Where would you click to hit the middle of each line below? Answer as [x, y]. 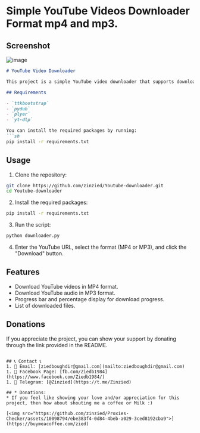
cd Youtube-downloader [34, 191]
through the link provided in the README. [57, 345]
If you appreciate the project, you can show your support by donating [91, 339]
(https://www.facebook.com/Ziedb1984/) [56, 377]
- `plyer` [18, 115]
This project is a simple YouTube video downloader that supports [90, 82]
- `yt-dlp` [20, 120]
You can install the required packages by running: [71, 131]
